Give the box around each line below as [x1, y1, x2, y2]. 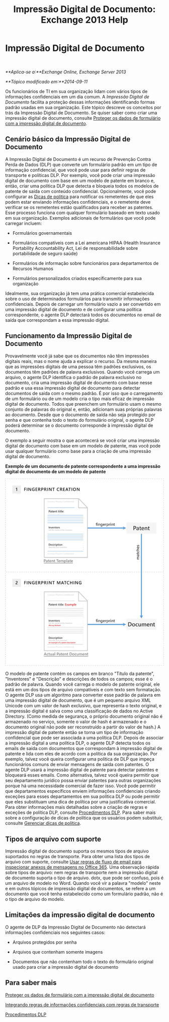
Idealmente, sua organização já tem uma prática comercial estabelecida [5, 290, 154, 296]
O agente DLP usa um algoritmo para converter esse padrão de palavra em [5, 692, 161, 698]
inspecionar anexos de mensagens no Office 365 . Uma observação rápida [5, 864, 159, 870]
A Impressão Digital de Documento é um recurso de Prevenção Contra [5, 156, 151, 162]
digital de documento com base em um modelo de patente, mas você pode [5, 442, 161, 448]
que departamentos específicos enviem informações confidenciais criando [5, 788, 161, 794]
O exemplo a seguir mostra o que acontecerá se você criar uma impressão [5, 437, 160, 443]
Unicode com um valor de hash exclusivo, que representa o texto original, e [5, 703, 162, 709]
